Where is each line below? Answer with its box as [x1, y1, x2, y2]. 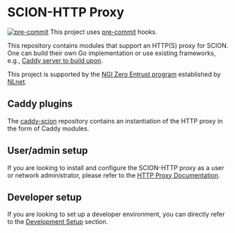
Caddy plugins [7, 98, 73, 110]
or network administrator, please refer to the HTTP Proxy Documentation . [7, 171, 220, 179]
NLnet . [7, 77, 27, 85]
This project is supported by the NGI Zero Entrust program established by [7, 70, 221, 78]
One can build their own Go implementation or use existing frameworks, [7, 49, 217, 57]
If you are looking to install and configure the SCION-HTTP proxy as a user [7, 163, 224, 172]
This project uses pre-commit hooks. [50, 28, 157, 36]
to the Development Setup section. [7, 217, 108, 226]
